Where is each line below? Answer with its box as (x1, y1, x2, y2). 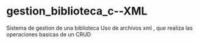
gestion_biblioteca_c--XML (6, 4, 148, 18)
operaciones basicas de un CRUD (6, 30, 92, 38)
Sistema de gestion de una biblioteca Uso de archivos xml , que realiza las (6, 24, 194, 31)
